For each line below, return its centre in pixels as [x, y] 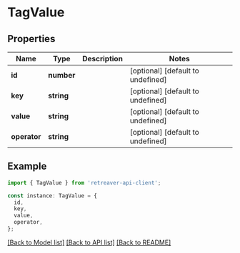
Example [27, 166]
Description [102, 59]
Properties [31, 39]
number [62, 75]
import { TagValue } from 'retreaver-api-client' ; [84, 182]
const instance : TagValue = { [52, 196]
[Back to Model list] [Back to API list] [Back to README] [89, 242]
